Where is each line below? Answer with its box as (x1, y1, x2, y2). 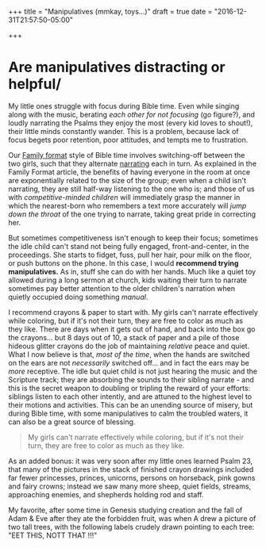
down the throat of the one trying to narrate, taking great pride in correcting (8, 209, 256, 219)
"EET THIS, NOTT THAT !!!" (8, 531, 98, 540)
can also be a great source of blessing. (8, 416, 136, 427)
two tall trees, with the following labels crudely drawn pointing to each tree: (8, 522, 255, 531)
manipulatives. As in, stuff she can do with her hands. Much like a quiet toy (8, 266, 256, 276)
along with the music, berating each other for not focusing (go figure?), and (8, 109, 256, 119)
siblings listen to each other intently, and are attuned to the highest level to (8, 392, 253, 401)
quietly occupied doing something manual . (8, 292, 148, 301)
